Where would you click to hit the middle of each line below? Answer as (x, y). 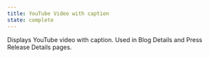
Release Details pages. (40, 47)
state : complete (30, 20)
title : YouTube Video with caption (58, 13)
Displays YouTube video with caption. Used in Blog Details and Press (105, 39)
